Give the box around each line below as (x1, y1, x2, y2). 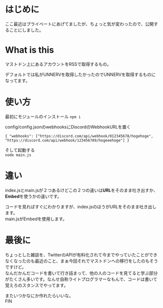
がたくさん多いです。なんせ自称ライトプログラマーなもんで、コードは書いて (5, 276, 158, 282)
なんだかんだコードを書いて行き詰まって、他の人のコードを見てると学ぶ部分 (5, 270, 158, 276)
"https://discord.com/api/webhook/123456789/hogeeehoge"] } (5, 138, 130, 143)
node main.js (5, 153, 32, 157)
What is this (5, 44, 54, 56)
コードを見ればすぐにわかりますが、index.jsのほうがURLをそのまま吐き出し (5, 204, 157, 210)
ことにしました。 (9, 27, 44, 33)
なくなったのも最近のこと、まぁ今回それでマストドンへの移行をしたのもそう (5, 258, 158, 264)
